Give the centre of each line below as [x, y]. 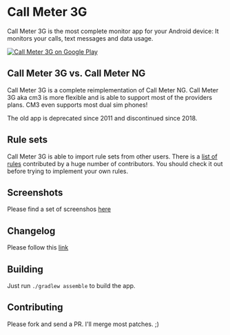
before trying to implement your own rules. [68, 171]
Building [25, 269]
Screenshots [35, 193]
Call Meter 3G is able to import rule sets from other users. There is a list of [113, 156]
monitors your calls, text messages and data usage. [80, 38]
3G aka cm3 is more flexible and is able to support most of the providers [109, 97]
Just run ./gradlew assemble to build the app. [71, 286]
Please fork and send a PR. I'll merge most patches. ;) [83, 324]
